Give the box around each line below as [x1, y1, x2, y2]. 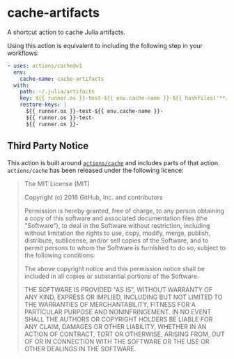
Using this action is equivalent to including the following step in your [7, 41, 203, 49]
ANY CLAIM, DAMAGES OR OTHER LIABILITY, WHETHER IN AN [24, 322, 207, 330]
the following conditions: [24, 251, 95, 259]
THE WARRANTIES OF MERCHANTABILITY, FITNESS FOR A [24, 300, 196, 308]
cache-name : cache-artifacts [19, 75, 104, 82]
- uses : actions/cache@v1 [7, 62, 82, 69]
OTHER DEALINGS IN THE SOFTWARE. [24, 344, 136, 353]
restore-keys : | [19, 101, 68, 109]
